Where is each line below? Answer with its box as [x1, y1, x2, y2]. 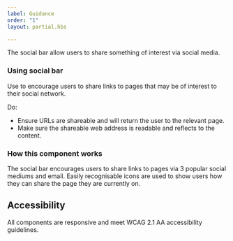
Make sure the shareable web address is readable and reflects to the [17, 124, 215, 132]
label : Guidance [7, 10, 54, 17]
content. [17, 131, 42, 140]
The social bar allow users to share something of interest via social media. [7, 48, 220, 57]
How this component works [7, 148, 103, 158]
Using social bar [7, 66, 63, 75]
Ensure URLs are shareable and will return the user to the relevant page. [17, 116, 225, 124]
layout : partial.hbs [7, 23, 68, 30]
